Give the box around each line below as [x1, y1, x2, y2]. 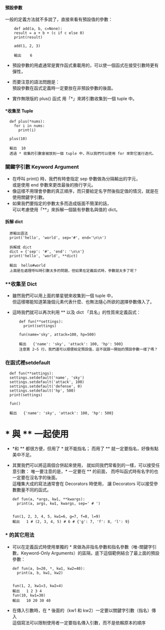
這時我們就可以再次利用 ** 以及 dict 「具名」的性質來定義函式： [12, 309, 141, 315]
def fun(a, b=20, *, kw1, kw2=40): [12, 566, 85, 571]
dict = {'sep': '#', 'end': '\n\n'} [9, 249, 84, 254]
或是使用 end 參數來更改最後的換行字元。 [12, 182, 96, 187]
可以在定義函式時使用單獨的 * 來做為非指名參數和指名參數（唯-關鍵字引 [12, 544, 157, 550]
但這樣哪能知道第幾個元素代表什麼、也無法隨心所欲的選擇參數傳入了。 [12, 299, 155, 305]
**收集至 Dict [5, 280, 37, 287]
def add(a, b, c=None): [14, 26, 63, 32]
